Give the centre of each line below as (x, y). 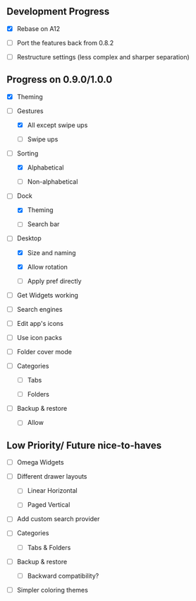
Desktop (29, 238)
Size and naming (51, 252)
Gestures (30, 111)
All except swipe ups (57, 125)
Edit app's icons (40, 323)
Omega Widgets (40, 462)
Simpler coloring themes (53, 590)
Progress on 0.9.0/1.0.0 (60, 80)
